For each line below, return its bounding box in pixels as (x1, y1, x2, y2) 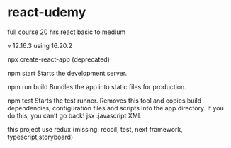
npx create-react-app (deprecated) (7, 55, 110, 64)
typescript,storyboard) (7, 132, 74, 141)
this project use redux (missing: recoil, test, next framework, (7, 125, 183, 133)
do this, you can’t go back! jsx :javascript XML (7, 111, 142, 120)
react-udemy (7, 4, 86, 21)
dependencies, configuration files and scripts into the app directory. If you (7, 103, 225, 112)
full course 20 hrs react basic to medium (7, 28, 126, 36)
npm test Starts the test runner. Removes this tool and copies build (7, 96, 202, 105)
